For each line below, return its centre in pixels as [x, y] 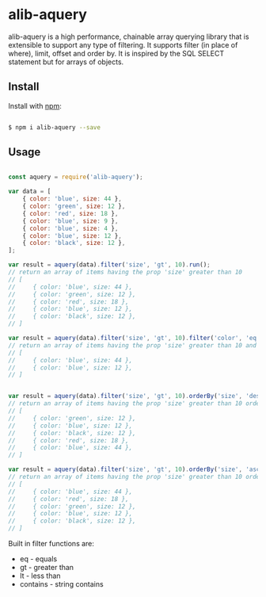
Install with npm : [35, 105]
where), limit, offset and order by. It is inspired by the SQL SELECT [116, 53]
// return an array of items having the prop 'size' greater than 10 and [133, 345]
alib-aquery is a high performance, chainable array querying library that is [129, 36]
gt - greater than [46, 568]
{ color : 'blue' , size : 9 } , [70, 221]
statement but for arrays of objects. [66, 62]
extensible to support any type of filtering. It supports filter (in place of [123, 44]
